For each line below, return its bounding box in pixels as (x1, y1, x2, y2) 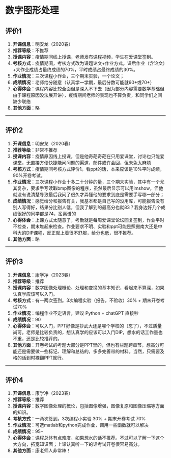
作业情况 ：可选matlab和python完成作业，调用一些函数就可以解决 (12, 422, 149, 428)
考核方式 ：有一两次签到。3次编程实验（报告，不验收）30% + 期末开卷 (12, 297, 160, 303)
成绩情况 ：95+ (12, 428, 44, 435)
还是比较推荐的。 (26, 335, 62, 342)
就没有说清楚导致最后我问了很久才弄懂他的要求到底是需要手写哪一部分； (12, 191, 164, 197)
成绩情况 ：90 (12, 316, 41, 322)
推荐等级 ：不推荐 (12, 47, 49, 54)
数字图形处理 (5, 5, 60, 16)
